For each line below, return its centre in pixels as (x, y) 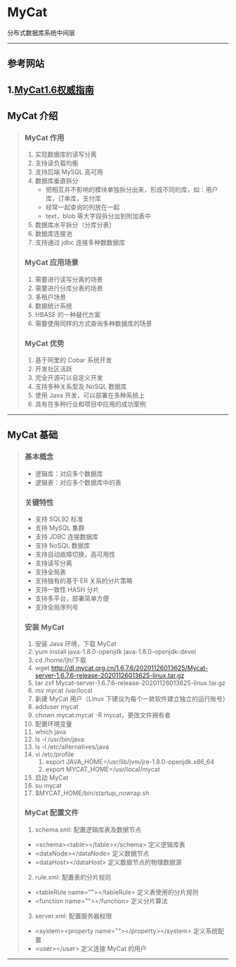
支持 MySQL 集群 (60, 528)
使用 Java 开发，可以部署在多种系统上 (90, 395)
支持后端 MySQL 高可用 (69, 172)
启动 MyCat (52, 778)
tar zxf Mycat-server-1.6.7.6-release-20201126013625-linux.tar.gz (130, 683)
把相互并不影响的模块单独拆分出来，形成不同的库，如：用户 (132, 190)
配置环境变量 (53, 724)
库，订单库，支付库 (73, 199)
